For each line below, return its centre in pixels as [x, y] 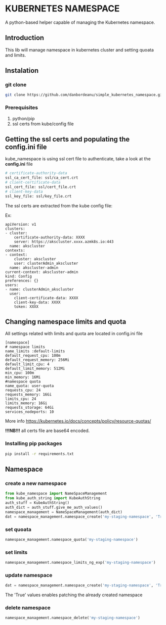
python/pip [23, 118]
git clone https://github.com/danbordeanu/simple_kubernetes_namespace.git [85, 95]
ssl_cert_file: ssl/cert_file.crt [41, 187]
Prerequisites [21, 108]
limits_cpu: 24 [21, 399]
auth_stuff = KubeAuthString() [37, 503]
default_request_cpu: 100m [33, 356]
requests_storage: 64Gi [30, 408]
